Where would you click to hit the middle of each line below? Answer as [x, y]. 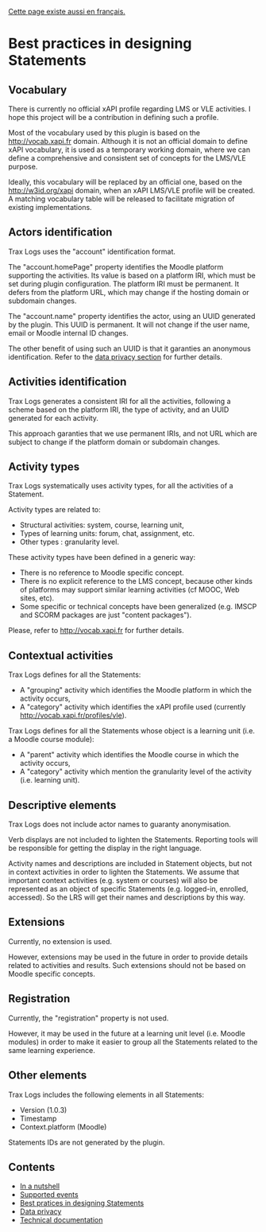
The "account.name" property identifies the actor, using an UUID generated [132, 316]
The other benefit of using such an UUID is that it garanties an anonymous [130, 348]
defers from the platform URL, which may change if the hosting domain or [129, 292]
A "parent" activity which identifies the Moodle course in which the [129, 755]
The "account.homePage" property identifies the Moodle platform [116, 266]
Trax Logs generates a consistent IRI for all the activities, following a [120, 401]
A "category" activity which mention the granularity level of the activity [136, 771]
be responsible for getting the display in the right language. [105, 848]
